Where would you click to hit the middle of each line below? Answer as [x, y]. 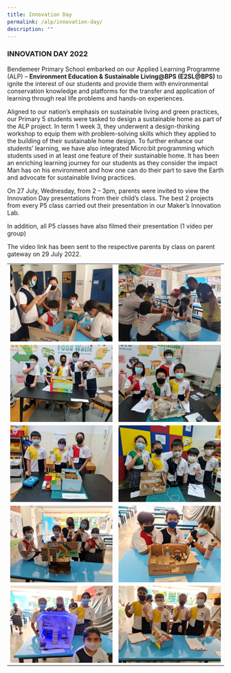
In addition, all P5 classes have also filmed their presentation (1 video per [110, 226]
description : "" [30, 29]
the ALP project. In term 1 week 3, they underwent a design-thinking [103, 126]
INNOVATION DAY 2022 [47, 54]
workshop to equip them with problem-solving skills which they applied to [112, 133]
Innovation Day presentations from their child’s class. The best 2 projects [111, 198]
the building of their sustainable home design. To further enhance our [106, 140]
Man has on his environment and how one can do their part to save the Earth [115, 170]
